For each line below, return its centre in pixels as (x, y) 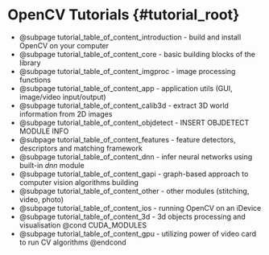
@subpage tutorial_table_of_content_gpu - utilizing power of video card (138, 233)
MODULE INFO (44, 131)
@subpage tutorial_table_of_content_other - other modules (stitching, (134, 191)
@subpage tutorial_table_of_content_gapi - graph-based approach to (134, 174)
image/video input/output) (62, 97)
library (30, 63)
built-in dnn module (52, 165)
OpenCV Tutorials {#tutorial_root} (124, 15)
